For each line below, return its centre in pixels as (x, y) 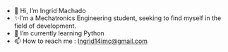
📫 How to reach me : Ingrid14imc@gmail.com (81, 41)
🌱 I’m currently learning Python (59, 33)
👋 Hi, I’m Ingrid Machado (50, 11)
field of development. (45, 26)
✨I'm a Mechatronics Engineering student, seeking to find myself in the (118, 18)
